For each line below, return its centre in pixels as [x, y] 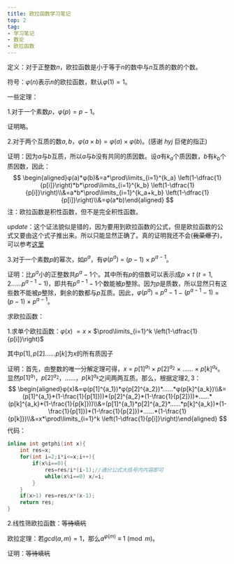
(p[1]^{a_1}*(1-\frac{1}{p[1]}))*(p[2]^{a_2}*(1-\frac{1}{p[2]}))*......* [117, 397]
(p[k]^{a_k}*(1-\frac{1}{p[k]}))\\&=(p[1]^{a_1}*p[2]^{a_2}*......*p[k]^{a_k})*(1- [117, 404]
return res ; [37, 502]
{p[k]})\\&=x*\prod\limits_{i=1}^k [54, 419]
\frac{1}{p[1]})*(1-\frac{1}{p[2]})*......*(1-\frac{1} [117, 411]
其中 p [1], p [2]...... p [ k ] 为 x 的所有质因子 [60, 353]
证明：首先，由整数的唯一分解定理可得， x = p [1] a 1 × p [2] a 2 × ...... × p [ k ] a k [112, 368]
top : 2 [17, 20]
